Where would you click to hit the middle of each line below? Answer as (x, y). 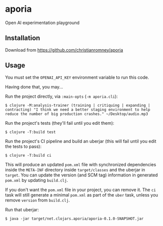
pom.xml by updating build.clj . (37, 180)
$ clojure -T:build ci (28, 155)
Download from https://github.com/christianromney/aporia (64, 50)
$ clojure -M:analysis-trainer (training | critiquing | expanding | (78, 105)
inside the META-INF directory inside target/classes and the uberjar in (75, 169)
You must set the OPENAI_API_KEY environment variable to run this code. (77, 77)
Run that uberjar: (22, 209)
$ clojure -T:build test (30, 132)
